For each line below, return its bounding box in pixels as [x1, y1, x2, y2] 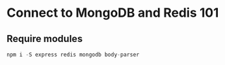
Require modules [6, 33, 83, 45]
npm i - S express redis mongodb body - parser [6, 51, 140, 58]
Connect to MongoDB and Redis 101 [6, 5, 219, 21]
